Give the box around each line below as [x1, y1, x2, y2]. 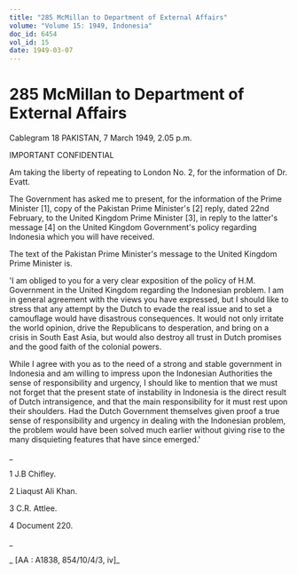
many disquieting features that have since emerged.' [9, 434, 201, 445]
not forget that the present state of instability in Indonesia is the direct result [9, 387, 286, 398]
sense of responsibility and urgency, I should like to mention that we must [9, 378, 278, 388]
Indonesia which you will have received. [9, 232, 155, 243]
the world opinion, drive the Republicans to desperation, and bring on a [9, 323, 270, 333]
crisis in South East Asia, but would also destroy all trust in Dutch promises [9, 332, 282, 343]
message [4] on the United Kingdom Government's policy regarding [9, 222, 257, 233]
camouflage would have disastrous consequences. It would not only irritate [9, 313, 284, 324]
